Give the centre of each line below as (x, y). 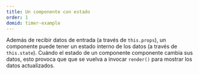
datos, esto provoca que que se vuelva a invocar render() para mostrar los (99, 59)
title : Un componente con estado (48, 12)
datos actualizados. (30, 66)
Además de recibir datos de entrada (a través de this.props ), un (86, 40)
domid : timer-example (33, 23)
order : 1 (17, 17)
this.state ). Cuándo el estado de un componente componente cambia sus (99, 53)
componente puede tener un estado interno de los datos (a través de (92, 46)
